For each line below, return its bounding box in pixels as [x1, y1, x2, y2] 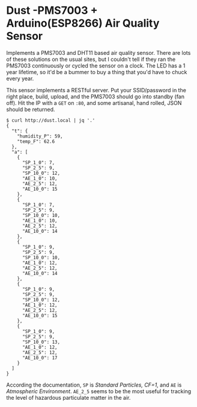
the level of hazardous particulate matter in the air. [6, 394, 131, 401]
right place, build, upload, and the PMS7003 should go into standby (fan [6, 93, 185, 100]
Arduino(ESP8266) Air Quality [6, 16, 160, 30]
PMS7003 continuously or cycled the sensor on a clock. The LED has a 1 [6, 62, 186, 69]
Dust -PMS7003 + [6, 4, 98, 17]
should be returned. [6, 106, 55, 113]
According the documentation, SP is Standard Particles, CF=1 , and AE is [6, 381, 182, 388]
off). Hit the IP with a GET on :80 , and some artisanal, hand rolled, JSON [6, 99, 182, 106]
